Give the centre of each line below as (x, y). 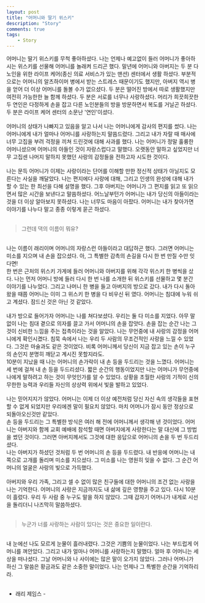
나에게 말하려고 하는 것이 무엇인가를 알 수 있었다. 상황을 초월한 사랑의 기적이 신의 (102, 377)
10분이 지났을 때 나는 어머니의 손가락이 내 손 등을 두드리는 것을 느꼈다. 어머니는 (100, 362)
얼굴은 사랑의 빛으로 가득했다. (58, 468)
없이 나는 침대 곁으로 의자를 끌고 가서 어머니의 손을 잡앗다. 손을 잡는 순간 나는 (99, 324)
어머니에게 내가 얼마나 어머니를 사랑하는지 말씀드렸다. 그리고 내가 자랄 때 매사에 (101, 134)
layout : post (23, 12)
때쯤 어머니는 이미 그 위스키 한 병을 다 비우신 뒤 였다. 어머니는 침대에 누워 (105, 294)
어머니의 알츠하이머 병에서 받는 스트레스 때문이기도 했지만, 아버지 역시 (106, 81)
